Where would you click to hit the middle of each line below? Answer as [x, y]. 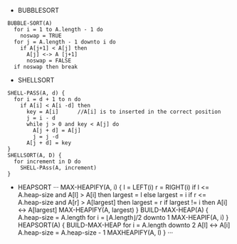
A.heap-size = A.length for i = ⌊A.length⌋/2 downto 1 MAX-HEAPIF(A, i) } [123, 217]
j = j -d [46, 137]
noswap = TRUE [41, 36]
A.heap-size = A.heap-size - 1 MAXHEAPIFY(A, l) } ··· [95, 233]
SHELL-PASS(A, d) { [36, 93]
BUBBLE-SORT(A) [30, 23]
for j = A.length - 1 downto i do [65, 42]
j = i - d [41, 118]
